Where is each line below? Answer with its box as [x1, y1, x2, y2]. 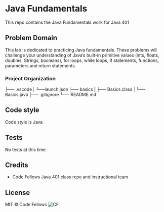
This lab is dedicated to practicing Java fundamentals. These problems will [5, 47, 158, 53]
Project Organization [5, 75, 56, 82]
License [5, 188, 30, 197]
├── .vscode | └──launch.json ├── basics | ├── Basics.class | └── [5, 86, 146, 92]
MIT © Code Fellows [5, 202, 47, 208]
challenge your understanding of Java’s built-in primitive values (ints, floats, [5, 52, 160, 58]
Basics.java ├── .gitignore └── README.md [5, 92, 96, 98]
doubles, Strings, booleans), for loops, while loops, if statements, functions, [5, 57, 159, 63]
